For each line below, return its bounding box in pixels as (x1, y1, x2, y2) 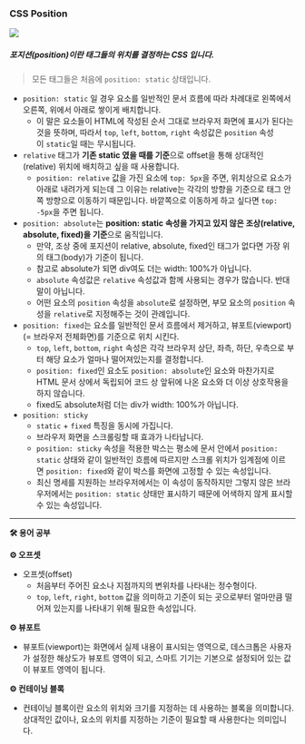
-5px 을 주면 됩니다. (35, 207, 104, 218)
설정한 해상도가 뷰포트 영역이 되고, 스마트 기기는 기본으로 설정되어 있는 (32, 652, 282, 664)
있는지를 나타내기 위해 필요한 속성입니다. (53, 602, 197, 614)
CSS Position (9, 7, 68, 20)
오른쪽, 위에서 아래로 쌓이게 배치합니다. (22, 104, 162, 115)
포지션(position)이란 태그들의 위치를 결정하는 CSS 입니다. (9, 49, 215, 60)
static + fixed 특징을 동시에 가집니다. (35, 420, 174, 431)
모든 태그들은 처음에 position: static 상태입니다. (31, 73, 212, 84)
